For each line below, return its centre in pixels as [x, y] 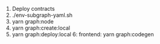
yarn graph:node [33, 21]
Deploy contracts [34, 9]
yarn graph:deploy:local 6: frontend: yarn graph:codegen [83, 34]
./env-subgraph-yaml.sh [42, 15]
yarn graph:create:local [41, 28]
